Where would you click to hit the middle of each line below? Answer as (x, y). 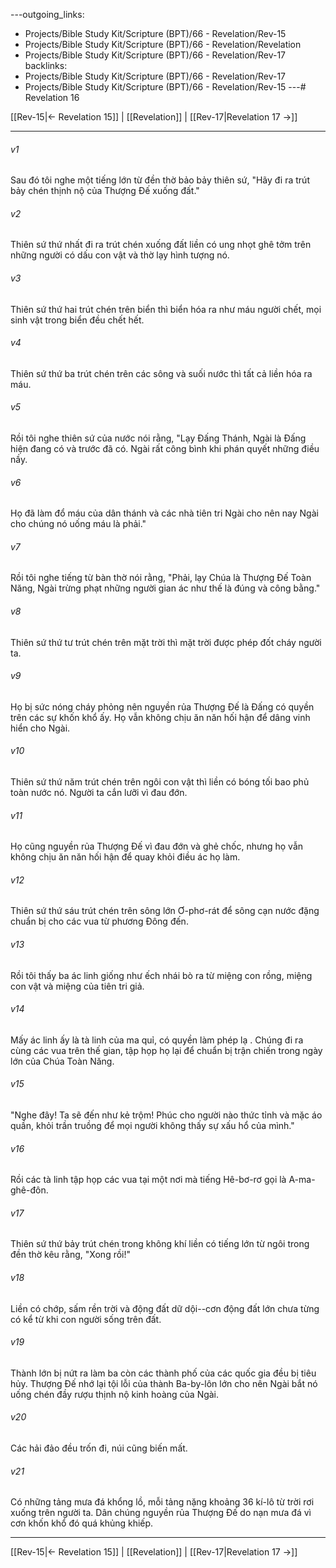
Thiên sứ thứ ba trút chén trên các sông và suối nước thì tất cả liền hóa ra (161, 373)
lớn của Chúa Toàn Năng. (62, 1061)
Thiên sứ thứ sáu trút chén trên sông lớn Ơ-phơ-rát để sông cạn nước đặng (165, 911)
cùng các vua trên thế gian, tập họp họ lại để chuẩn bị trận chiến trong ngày (166, 1050)
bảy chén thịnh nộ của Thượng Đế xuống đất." (105, 191)
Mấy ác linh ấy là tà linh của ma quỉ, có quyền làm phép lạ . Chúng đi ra (157, 1040)
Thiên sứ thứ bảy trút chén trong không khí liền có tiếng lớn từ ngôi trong (160, 1244)
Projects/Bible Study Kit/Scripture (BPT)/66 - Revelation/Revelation (163, 44)
